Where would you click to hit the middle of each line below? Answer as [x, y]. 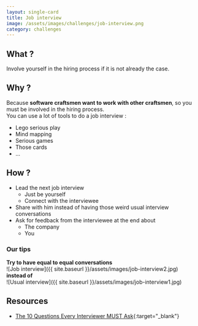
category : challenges [34, 29]
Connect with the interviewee [62, 200]
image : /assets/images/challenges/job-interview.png [75, 23]
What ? [20, 54]
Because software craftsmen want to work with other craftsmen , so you [99, 102]
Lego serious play [38, 127]
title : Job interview [34, 18]
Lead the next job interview [50, 188]
